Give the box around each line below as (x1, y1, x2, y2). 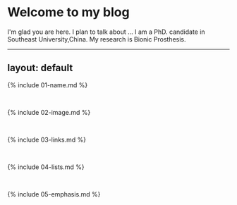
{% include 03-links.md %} (7, 135, 87, 144)
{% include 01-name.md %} (7, 80, 88, 89)
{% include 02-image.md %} (7, 108, 91, 116)
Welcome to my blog (7, 4, 130, 20)
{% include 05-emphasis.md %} (7, 190, 101, 198)
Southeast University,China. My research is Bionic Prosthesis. (7, 35, 186, 43)
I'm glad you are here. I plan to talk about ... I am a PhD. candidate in (7, 27, 206, 36)
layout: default (7, 62, 73, 74)
